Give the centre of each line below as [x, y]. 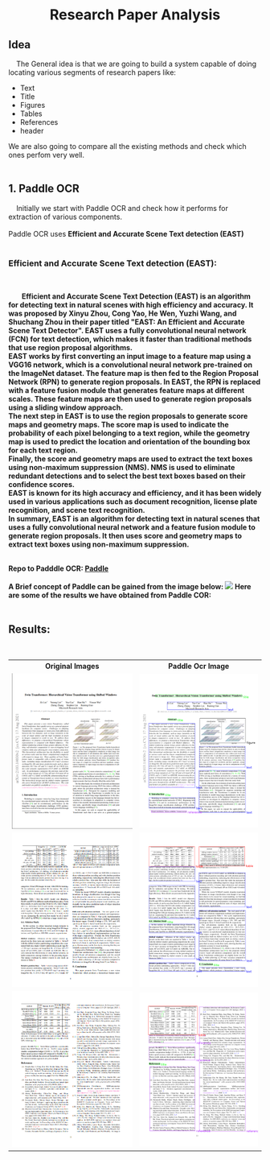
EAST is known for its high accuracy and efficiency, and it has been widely [135, 493]
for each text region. [43, 450]
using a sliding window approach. [66, 407]
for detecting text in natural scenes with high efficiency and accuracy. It [131, 305]
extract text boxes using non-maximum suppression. [99, 544]
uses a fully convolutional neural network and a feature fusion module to [132, 527]
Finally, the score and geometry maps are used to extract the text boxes [131, 459]
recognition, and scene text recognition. [77, 510]
